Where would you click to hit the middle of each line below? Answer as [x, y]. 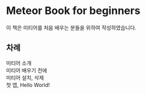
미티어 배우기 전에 [26, 70]
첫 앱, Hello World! [28, 85]
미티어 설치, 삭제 [25, 78]
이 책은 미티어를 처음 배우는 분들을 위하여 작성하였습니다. [71, 27]
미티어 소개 [19, 63]
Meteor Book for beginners [73, 11]
